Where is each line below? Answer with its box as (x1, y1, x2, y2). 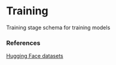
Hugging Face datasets (6, 52, 64, 60)
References (6, 39, 41, 47)
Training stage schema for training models (6, 24, 111, 31)
